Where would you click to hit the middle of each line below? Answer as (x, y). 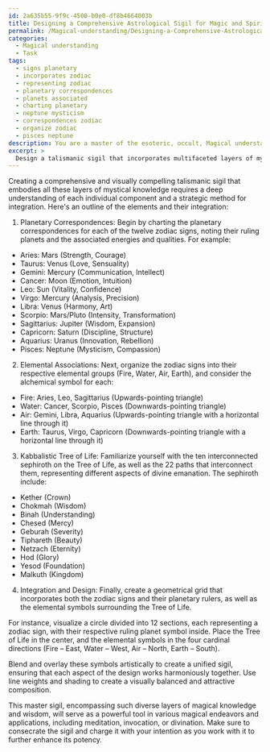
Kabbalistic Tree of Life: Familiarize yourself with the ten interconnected (139, 456)
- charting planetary (52, 106)
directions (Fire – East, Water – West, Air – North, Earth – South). (114, 649)
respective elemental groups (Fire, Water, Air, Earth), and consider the (135, 374)
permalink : (27, 31)
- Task (27, 53)
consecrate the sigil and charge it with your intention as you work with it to (132, 731)
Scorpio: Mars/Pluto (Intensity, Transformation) (98, 315)
